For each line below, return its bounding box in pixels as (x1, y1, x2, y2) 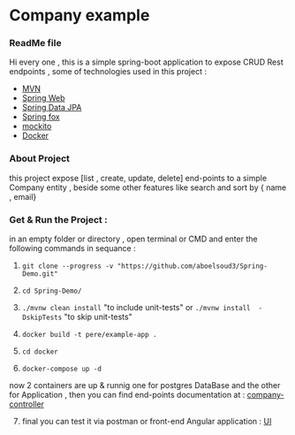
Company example (9, 5, 150, 26)
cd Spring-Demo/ (21, 286, 82, 296)
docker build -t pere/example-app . (21, 331, 157, 340)
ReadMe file (9, 37, 62, 50)
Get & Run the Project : (9, 213, 108, 225)
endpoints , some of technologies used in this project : (9, 66, 208, 77)
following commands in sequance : (9, 243, 136, 254)
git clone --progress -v (21, 262, 114, 271)
